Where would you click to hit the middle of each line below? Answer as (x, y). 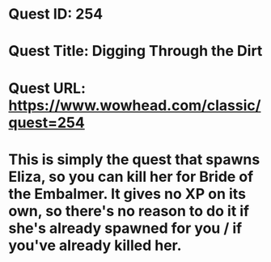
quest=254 (47, 123)
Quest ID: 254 (56, 14)
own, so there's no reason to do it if (129, 211)
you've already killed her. (95, 245)
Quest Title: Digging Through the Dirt (135, 51)
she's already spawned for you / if (125, 228)
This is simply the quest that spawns (134, 159)
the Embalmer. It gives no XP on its (127, 194)
